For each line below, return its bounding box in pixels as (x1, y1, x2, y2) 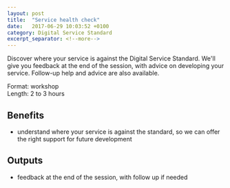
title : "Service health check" (7, 16, 100, 23)
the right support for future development (17, 134, 132, 143)
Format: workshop (7, 82, 59, 91)
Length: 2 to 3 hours (7, 90, 65, 98)
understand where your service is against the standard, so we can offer (17, 128, 220, 136)
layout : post (7, 10, 45, 17)
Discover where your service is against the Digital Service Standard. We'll (7, 54, 216, 62)
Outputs (7, 155, 43, 167)
